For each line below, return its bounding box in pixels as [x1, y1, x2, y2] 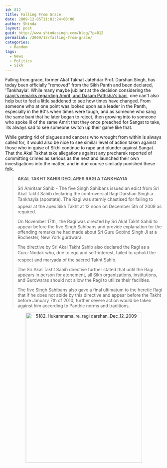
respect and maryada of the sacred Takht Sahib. [17, 257, 117, 263]
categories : [5, 40, 30, 45]
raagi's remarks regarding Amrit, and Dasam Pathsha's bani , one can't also [5, 93, 159, 99]
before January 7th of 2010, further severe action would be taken [17, 298, 152, 304]
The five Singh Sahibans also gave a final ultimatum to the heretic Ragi [17, 287, 163, 293]
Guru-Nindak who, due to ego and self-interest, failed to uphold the [17, 250, 156, 256]
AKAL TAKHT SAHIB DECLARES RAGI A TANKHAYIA [17, 176, 128, 182]
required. [17, 209, 36, 215]
